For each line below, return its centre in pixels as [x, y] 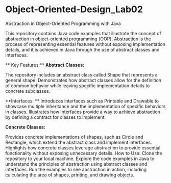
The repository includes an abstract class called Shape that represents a [81, 74]
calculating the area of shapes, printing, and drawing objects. [70, 175]
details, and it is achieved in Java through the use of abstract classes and [82, 49]
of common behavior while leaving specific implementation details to [78, 86]
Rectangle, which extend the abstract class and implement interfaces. [79, 142]
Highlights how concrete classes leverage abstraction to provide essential [83, 148]
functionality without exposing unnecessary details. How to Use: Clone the [84, 153]
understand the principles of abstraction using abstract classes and [76, 164]
